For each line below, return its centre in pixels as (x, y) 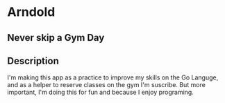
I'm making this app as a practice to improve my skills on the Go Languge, (113, 77)
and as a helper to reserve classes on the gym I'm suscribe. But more (107, 85)
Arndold (31, 12)
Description (33, 60)
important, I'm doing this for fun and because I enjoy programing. (101, 92)
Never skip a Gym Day (56, 38)
